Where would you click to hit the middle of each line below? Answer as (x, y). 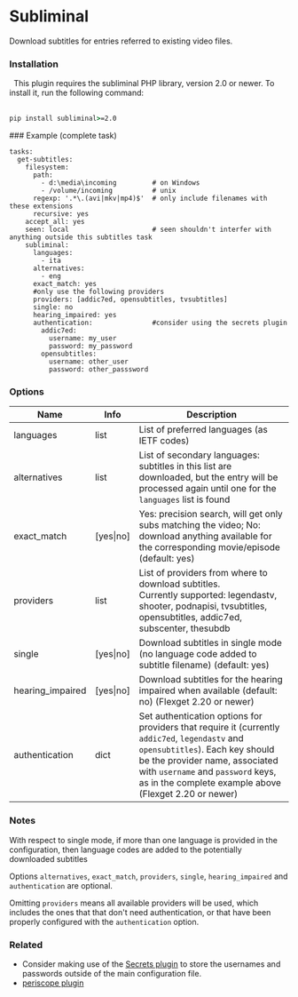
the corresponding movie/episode (210, 547)
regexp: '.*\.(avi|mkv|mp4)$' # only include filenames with (150, 199)
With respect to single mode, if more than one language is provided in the (143, 840)
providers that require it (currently (209, 728)
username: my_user (82, 339)
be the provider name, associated (208, 761)
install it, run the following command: (77, 93)
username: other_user (88, 362)
